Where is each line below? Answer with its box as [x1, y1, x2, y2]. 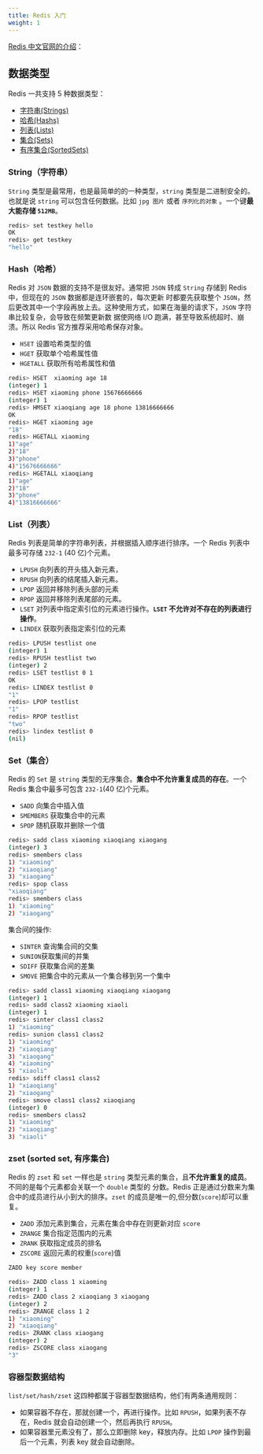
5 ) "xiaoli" [8, 1067, 47, 1075]
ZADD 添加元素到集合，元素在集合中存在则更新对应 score [19, 1219, 201, 1228]
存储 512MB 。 [21, 205, 63, 215]
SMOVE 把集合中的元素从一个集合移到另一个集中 [19, 971, 171, 980]
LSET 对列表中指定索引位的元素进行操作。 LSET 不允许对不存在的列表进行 [19, 604, 252, 614]
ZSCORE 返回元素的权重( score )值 [19, 1249, 121, 1258]
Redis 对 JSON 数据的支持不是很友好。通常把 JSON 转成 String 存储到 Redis [8, 283, 247, 292]
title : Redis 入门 [8, 11, 66, 20]
